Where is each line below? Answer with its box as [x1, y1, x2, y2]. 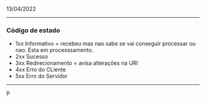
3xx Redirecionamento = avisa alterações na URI [15, 59, 138, 67]
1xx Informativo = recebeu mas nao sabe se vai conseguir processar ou [15, 40, 196, 48]
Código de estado [6, 26, 60, 34]
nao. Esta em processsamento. [15, 46, 94, 54]
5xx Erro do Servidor [15, 73, 68, 80]
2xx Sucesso [15, 53, 48, 60]
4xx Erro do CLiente [15, 66, 66, 73]
